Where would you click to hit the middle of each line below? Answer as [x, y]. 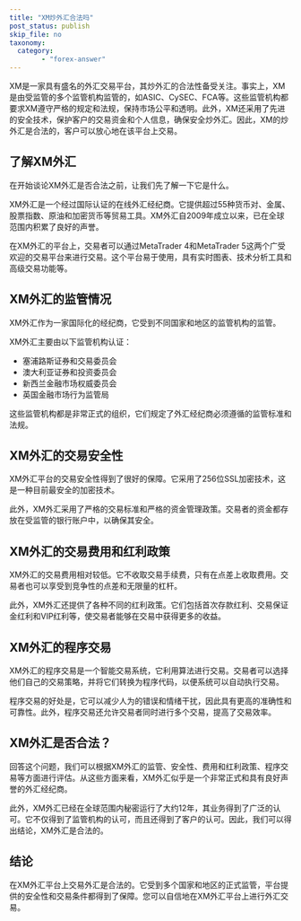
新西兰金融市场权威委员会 [69, 383]
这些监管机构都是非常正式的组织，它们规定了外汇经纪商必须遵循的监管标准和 [150, 413]
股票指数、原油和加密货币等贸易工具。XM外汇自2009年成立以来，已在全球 [147, 215]
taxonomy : [28, 43]
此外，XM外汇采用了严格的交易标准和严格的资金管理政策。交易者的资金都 [145, 509]
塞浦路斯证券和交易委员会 [69, 361]
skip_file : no [36, 34]
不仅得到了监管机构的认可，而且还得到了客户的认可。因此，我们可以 [158, 819]
